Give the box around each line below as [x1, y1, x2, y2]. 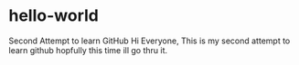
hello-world [8, 5, 100, 26]
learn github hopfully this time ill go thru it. [8, 44, 168, 55]
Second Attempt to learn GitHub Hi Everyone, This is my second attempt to [8, 35, 291, 46]
